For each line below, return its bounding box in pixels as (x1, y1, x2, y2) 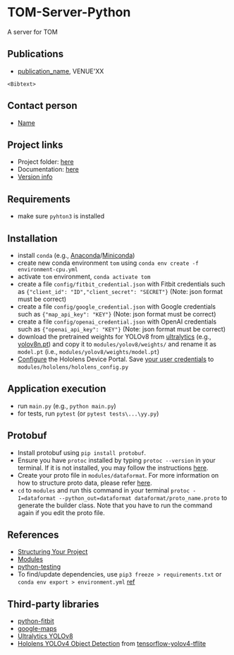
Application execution (7, 383, 106, 395)
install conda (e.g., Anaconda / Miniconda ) (17, 252, 135, 259)
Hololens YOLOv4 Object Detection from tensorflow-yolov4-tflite (17, 639, 207, 648)
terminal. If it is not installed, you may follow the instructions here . (17, 464, 209, 472)
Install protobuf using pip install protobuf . (17, 448, 147, 456)
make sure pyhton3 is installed (17, 212, 105, 220)
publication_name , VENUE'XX (17, 66, 104, 75)
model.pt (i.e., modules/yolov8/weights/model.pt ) (17, 348, 160, 355)
